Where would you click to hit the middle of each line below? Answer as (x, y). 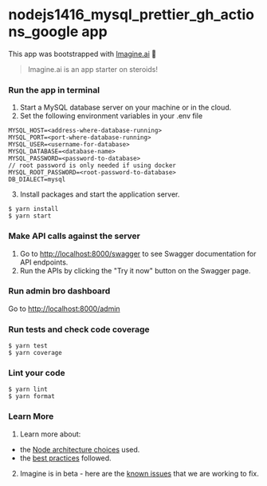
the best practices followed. (65, 458)
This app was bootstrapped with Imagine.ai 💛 (82, 54)
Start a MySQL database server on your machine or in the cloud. (126, 108)
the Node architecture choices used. (80, 449)
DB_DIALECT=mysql (37, 180)
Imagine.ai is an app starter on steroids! (92, 69)
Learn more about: (50, 434)
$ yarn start (30, 216)
